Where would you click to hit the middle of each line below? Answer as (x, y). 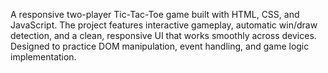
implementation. (43, 57)
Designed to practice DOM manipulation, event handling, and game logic (160, 46)
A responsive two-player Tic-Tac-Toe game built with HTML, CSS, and (155, 14)
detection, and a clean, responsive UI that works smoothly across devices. (163, 35)
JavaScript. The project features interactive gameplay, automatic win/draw (164, 25)
